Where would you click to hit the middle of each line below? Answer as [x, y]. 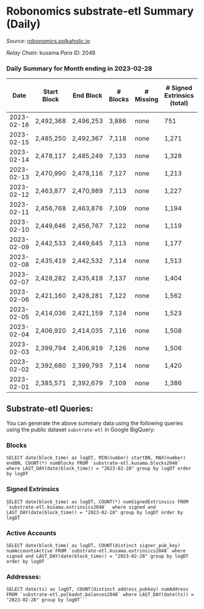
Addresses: [24, 577]
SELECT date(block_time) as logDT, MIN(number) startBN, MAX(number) [96, 458]
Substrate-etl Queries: [50, 408]
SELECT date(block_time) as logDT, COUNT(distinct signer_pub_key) [93, 545]
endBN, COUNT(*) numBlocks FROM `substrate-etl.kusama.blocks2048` [93, 463]
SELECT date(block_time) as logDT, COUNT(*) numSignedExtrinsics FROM [97, 502]
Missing [147, 100]
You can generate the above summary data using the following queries [95, 423]
